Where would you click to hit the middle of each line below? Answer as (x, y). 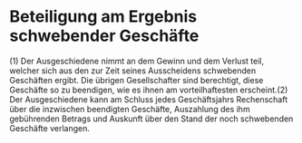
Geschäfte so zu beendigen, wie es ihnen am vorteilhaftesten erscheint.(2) (149, 90)
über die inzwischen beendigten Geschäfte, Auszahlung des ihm (130, 109)
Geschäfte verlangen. (50, 128)
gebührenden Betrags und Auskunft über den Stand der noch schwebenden (151, 119)
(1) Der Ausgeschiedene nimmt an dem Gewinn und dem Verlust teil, (137, 61)
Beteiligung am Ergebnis (103, 17)
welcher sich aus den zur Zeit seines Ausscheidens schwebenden (133, 71)
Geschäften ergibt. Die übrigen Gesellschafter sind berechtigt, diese (136, 80)
